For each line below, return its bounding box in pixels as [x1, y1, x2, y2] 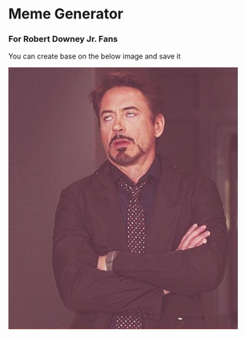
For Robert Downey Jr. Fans [8, 34, 119, 45]
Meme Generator [8, 5, 124, 23]
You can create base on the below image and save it [8, 51, 181, 61]
